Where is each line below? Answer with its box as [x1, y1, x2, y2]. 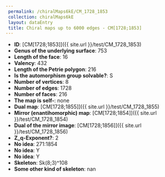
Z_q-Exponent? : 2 [13, 134, 59, 141]
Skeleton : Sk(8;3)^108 [13, 159, 68, 166]
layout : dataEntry [8, 19, 53, 25]
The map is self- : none [13, 97, 70, 104]
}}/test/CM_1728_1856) [13, 128, 68, 135]
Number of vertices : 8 [13, 79, 69, 86]
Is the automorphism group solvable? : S [13, 72, 114, 79]
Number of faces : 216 [13, 91, 68, 98]
